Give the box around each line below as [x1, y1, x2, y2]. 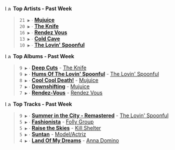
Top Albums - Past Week [12, 53, 75, 59]
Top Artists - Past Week [12, 5, 72, 12]
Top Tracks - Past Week [12, 101, 72, 108]
